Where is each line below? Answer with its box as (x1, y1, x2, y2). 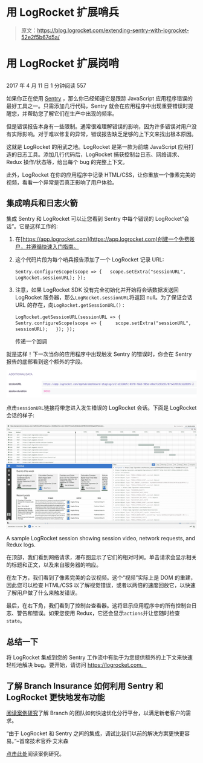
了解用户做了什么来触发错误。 (6, 589, 80, 597)
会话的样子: (6, 411, 35, 419)
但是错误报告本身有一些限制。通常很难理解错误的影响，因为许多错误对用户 (6, 122, 192, 130)
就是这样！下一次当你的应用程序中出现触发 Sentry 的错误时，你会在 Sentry (6, 350, 192, 358)
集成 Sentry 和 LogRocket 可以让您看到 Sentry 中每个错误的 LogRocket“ (6, 215, 184, 223)
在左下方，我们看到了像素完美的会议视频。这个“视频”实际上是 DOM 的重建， (6, 574, 196, 581)
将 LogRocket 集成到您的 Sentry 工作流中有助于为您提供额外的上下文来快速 (6, 654, 193, 661)
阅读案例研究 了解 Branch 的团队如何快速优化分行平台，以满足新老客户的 (6, 709, 186, 716)
